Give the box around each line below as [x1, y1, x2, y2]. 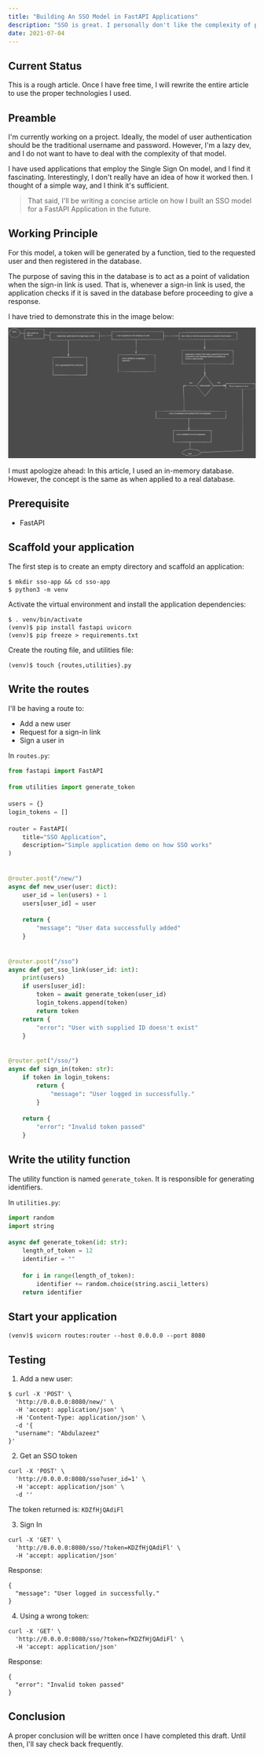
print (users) [22, 974, 65, 982]
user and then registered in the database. [8, 256, 142, 266]
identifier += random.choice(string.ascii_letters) [36, 1280, 210, 1288]
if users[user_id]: [22, 982, 86, 990]
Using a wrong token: [19, 1611, 89, 1621]
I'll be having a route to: [8, 703, 85, 713]
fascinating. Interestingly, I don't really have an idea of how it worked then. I [8, 173, 253, 181]
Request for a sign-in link [19, 727, 101, 736]
